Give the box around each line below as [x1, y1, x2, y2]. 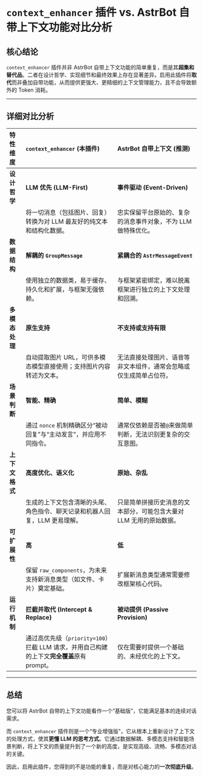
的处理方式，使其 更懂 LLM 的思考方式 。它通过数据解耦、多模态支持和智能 [6, 735, 189, 742]
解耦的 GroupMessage [25, 251, 83, 260]
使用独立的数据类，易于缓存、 [25, 276, 111, 284]
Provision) [117, 613, 148, 621]
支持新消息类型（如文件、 [25, 575, 98, 583]
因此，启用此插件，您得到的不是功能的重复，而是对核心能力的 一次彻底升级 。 [6, 763, 197, 770]
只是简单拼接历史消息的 [117, 498, 184, 506]
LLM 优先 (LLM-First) [25, 183, 88, 191]
